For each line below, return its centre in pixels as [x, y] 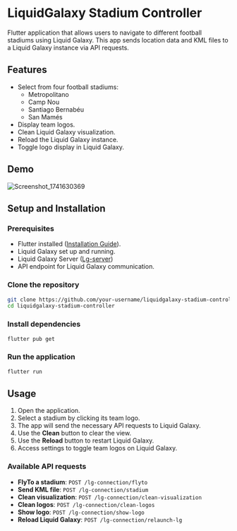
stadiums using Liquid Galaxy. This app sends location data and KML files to [118, 40]
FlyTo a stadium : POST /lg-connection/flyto [83, 482]
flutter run [25, 372]
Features [27, 70]
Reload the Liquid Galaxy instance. [68, 139]
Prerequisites [31, 228]
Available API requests [47, 467]
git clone [22, 299]
